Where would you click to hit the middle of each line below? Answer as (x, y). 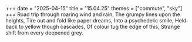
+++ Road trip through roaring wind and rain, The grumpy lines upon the (93, 14)
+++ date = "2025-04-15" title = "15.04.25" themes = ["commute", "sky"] (94, 8)
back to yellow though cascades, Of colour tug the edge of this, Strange (93, 26)
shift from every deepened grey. (44, 33)
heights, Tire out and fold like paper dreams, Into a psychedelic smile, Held (96, 20)
